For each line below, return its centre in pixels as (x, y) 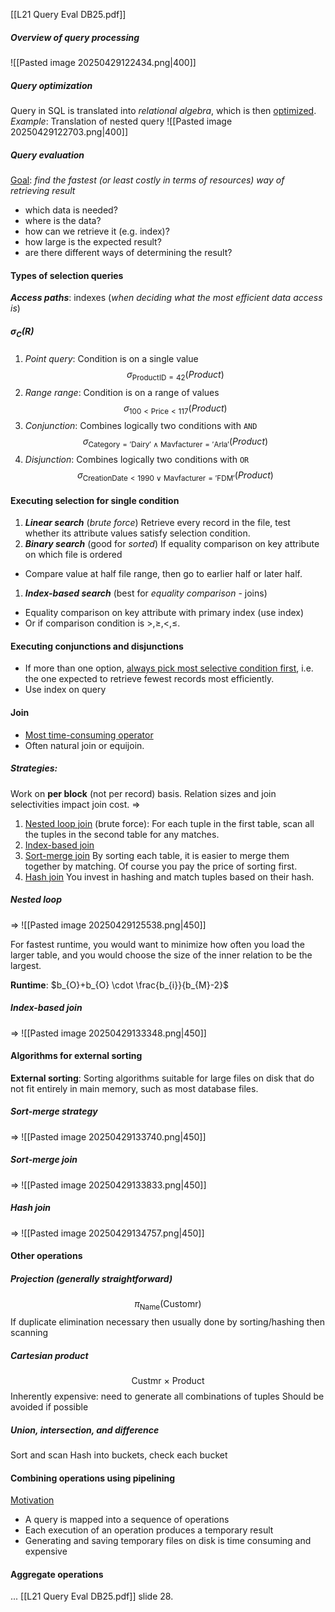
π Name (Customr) (168, 1305)
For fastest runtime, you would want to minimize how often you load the (157, 944)
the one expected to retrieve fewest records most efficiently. (149, 679)
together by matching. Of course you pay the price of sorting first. (161, 866)
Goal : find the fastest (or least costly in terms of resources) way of (147, 180)
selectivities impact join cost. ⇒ (75, 804)
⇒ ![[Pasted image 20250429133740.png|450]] (108, 1136)
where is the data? (63, 220)
